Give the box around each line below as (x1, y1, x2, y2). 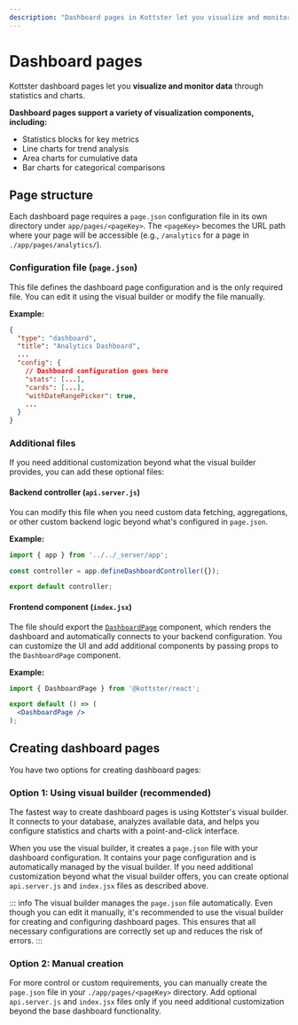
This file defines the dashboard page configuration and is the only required (9, 281, 284, 293)
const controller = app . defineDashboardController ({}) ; (9, 567, 220, 575)
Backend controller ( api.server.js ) (9, 487, 140, 497)
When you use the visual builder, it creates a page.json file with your (9, 843, 259, 854)
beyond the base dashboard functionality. (9, 1005, 162, 1016)
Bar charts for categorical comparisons (21, 161, 166, 173)
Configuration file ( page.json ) (9, 262, 138, 274)
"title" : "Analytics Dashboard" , (17, 342, 141, 351)
